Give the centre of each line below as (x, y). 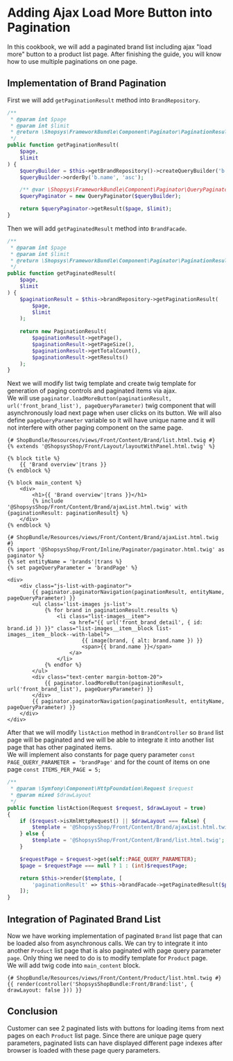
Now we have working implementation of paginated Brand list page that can (115, 935)
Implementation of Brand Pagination (87, 84)
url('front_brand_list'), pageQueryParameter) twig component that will (112, 406)
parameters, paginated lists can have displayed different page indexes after (115, 1043)
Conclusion (33, 1011)
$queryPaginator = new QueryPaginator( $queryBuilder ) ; (101, 196)
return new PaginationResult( (63, 332)
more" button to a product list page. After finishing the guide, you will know (114, 54)
